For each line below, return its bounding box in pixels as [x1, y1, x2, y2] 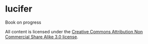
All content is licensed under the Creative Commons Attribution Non [5, 29, 143, 34]
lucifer [5, 3, 33, 15]
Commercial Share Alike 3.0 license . [5, 34, 78, 40]
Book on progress [5, 19, 41, 25]
